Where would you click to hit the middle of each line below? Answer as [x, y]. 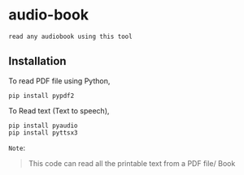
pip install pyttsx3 [44, 132]
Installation [37, 61]
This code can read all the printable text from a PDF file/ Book [132, 163]
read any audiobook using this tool [70, 36]
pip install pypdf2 [41, 96]
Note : [17, 147]
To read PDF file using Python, [59, 81]
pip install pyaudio [44, 126]
